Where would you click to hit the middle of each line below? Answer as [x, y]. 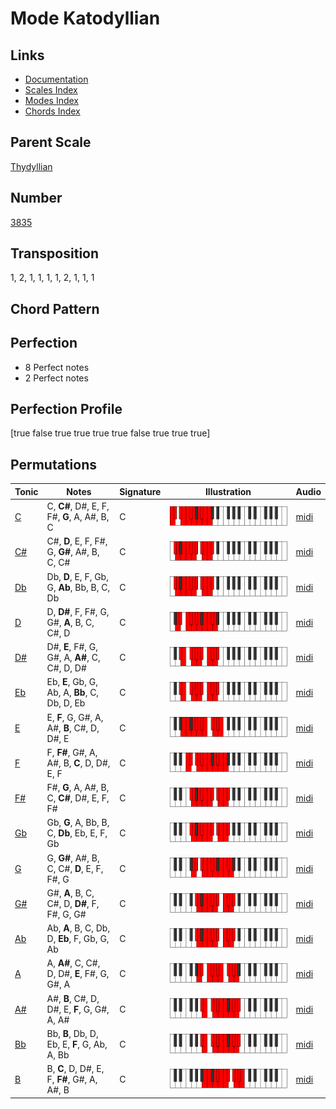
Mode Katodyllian [85, 18]
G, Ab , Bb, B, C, [78, 587]
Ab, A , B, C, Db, [78, 928]
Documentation [56, 79]
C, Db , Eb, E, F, [77, 833]
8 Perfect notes [57, 367]
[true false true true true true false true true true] [110, 433]
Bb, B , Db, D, [72, 1033]
